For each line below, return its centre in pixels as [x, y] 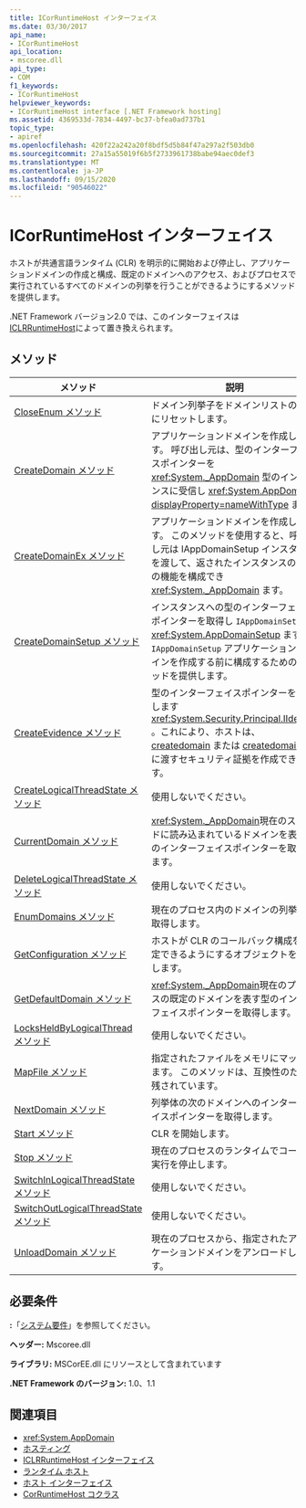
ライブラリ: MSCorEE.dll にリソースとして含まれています [116, 1364]
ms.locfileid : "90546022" [58, 188]
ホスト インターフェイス [67, 1482]
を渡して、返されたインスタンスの [224, 563]
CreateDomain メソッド [65, 469]
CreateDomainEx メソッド [70, 555]
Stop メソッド [44, 1157]
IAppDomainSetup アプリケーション [224, 648]
